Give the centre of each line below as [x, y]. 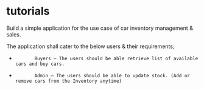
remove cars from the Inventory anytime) [68, 81]
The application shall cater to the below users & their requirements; [90, 46]
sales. [14, 34]
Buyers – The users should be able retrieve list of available [116, 58]
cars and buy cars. [40, 64]
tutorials [28, 11]
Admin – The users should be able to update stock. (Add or [112, 75]
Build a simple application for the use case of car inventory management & [100, 28]
